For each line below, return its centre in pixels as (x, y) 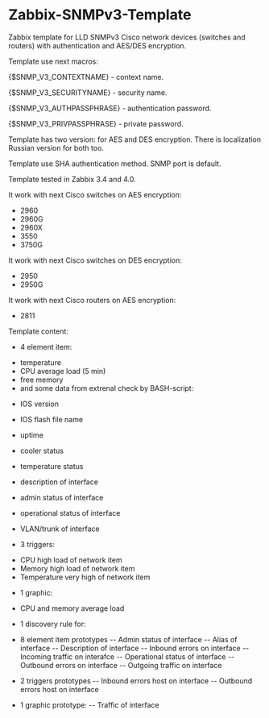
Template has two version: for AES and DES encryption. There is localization (135, 139)
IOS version (39, 404)
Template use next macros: (54, 61)
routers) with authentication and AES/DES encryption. (97, 45)
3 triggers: (37, 544)
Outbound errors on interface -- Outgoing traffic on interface (121, 665)
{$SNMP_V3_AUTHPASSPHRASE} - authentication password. (110, 108)
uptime (32, 435)
